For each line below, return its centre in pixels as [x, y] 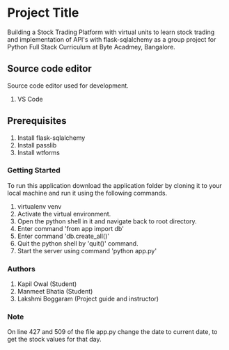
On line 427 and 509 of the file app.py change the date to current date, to [112, 332]
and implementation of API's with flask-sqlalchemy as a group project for [112, 39]
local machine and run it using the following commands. [87, 193]
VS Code [30, 99]
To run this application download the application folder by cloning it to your [115, 185]
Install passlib [37, 145]
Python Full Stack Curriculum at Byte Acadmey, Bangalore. [91, 47]
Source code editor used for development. [68, 86]
